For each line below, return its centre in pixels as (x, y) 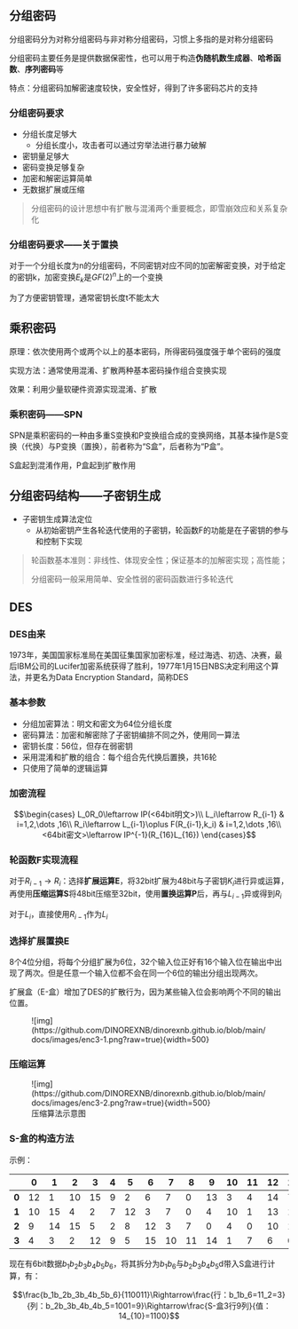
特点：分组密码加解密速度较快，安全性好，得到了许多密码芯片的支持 (133, 88)
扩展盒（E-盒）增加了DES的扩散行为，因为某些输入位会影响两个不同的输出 (145, 992)
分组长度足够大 (49, 134)
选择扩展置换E (39, 941)
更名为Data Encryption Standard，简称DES (110, 677)
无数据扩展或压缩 (53, 190)
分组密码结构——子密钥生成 (85, 496)
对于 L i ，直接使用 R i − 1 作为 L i (59, 915)
